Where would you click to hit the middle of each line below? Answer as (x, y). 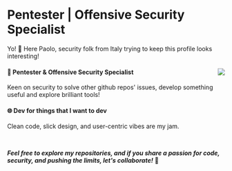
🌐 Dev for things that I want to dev (57, 110)
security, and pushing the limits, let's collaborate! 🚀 (83, 161)
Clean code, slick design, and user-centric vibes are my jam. (93, 126)
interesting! (23, 56)
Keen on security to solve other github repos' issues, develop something (110, 87)
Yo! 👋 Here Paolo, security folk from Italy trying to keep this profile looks (110, 48)
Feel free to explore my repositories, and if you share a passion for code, (114, 153)
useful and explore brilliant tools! (54, 95)
